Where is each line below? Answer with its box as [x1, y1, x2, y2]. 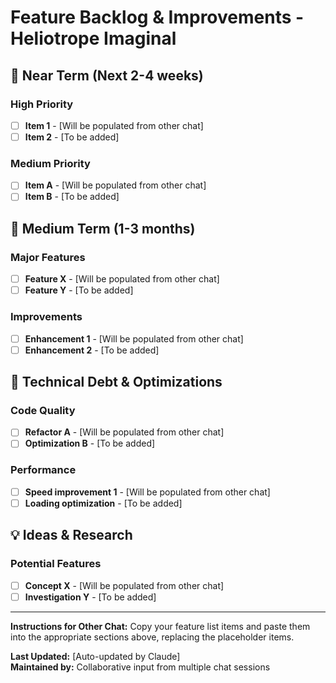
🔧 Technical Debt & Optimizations [10, 374, 223, 391]
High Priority [10, 97, 74, 111]
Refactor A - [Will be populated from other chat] [24, 426, 225, 438]
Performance [10, 463, 77, 477]
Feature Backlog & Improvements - [10, 6, 305, 29]
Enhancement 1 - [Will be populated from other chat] [24, 332, 244, 345]
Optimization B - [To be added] [24, 437, 156, 450]
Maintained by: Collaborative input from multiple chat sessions [10, 661, 271, 673]
